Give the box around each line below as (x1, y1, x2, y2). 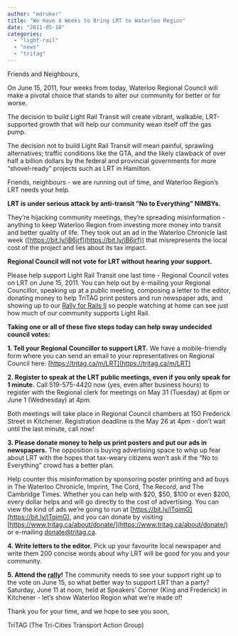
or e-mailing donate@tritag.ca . (7, 528, 97, 536)
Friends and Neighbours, (7, 69, 80, 78)
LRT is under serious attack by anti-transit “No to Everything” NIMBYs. (7, 199, 222, 207)
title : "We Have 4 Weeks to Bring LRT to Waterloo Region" (7, 17, 186, 24)
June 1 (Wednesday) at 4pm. (7, 395, 92, 404)
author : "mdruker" (7, 10, 62, 18)
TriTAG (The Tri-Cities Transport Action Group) (7, 620, 144, 629)
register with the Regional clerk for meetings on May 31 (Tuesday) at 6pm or (7, 387, 230, 396)
